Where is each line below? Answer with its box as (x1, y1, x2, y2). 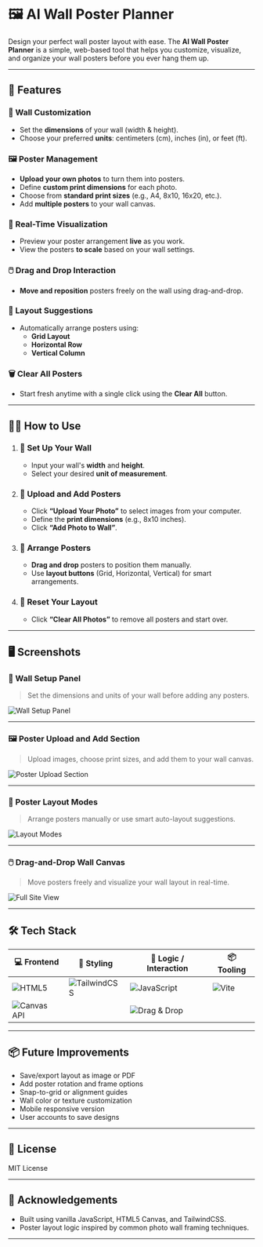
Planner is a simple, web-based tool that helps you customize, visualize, (8, 45, 241, 54)
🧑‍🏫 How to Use (8, 419, 81, 432)
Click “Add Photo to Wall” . (31, 523, 117, 533)
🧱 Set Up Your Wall (19, 443, 92, 454)
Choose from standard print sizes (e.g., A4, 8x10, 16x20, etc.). (19, 191, 222, 200)
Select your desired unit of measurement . (31, 469, 168, 478)
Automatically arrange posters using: (19, 323, 139, 333)
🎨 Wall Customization (8, 107, 92, 118)
